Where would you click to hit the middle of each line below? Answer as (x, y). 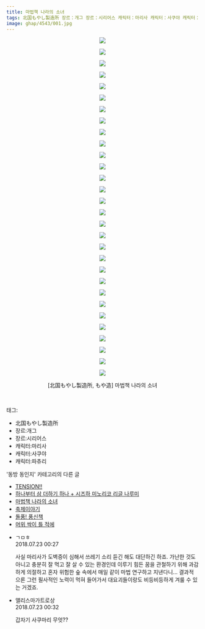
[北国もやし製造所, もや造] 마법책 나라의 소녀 (103, 385)
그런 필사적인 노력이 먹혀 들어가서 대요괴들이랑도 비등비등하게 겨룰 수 (109, 580)
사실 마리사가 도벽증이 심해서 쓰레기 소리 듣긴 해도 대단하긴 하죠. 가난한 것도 (106, 557)
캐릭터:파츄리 (31, 462)
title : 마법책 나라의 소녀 (35, 12)
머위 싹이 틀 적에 (35, 524)
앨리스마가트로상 (35, 600)
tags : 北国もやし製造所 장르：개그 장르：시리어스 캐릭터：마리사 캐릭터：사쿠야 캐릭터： (103, 18)
